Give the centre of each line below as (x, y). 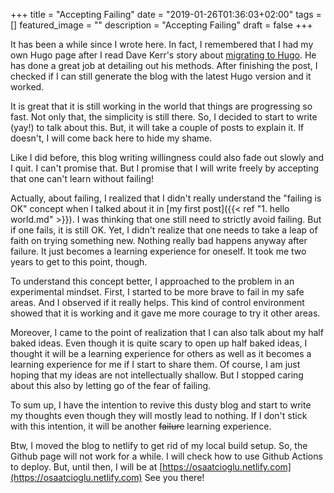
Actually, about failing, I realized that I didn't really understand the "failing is (166, 198)
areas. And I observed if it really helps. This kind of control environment (157, 302)
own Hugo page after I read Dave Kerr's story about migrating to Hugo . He (163, 55)
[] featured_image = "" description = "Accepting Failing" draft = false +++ (161, 25)
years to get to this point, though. (79, 262)
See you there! (174, 477)
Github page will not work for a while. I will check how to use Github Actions (166, 456)
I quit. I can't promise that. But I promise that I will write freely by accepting (165, 168)
